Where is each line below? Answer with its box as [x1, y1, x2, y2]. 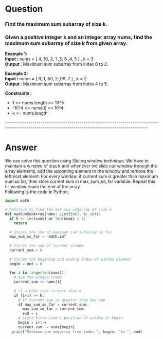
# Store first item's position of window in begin [18, 316, 123, 321]
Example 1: [5, 51, 28, 57]
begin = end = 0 [9, 261, 42, 266]
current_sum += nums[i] [14, 280, 62, 285]
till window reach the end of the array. [5, 184, 81, 190]
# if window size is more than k [14, 288, 82, 293]
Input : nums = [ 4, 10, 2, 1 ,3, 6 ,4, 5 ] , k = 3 [5, 56, 94, 62]
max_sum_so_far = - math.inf [9, 234, 67, 239]
